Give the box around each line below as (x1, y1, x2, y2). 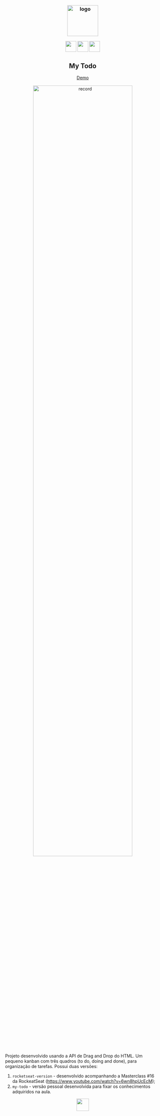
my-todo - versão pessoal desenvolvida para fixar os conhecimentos (12, 1083, 151, 1089)
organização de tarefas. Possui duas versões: (5, 1064, 98, 1070)
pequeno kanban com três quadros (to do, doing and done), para (5, 1058, 137, 1064)
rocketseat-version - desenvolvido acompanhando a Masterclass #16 (12, 1073, 155, 1079)
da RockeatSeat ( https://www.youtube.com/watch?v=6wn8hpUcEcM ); (12, 1078, 156, 1084)
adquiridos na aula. (12, 1089, 52, 1095)
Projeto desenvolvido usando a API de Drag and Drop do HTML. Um (5, 1053, 143, 1059)
